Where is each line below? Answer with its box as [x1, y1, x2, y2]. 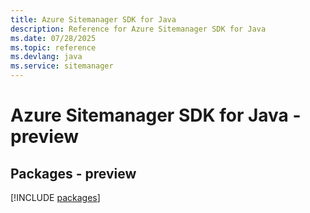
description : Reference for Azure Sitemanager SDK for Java [10, 24, 267, 34]
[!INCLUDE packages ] [10, 192, 101, 203]
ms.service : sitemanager [10, 61, 114, 71]
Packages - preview [10, 165, 137, 182]
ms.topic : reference [10, 42, 97, 53]
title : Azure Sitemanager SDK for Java [10, 14, 177, 25]
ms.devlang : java [10, 52, 83, 62]
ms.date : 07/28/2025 [10, 33, 97, 43]
